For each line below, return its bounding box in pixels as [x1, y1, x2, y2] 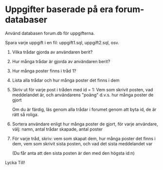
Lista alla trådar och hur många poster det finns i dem [12, 77, 120, 83]
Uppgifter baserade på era [5, 4, 113, 15]
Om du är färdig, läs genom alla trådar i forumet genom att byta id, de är [12, 106, 157, 112]
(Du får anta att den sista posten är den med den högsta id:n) [12, 150, 135, 156]
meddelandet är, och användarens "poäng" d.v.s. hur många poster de [12, 92, 154, 98]
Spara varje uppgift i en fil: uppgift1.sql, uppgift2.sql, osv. [5, 39, 119, 45]
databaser [5, 14, 48, 25]
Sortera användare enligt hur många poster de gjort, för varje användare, [12, 121, 158, 127]
